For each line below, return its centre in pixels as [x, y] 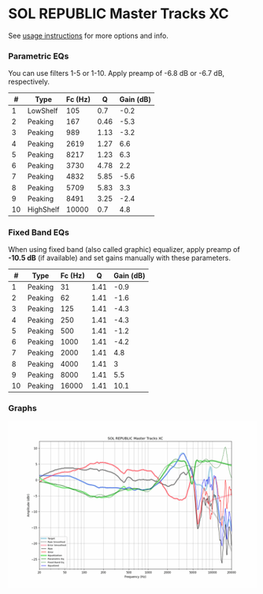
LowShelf [43, 111]
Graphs [22, 408]
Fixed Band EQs [39, 232]
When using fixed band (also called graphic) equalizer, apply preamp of [124, 250]
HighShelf [43, 209]
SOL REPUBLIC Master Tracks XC [119, 14]
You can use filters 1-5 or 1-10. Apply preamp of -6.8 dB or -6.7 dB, [117, 73]
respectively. [29, 82]
